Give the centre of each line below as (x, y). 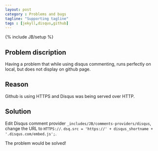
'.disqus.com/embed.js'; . (31, 133)
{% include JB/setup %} (29, 37)
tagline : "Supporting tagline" (37, 19)
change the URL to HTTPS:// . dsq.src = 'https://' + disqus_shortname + (79, 128)
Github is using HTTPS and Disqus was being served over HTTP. (70, 96)
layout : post (18, 9)
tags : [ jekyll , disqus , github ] (37, 23)
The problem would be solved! (36, 143)
